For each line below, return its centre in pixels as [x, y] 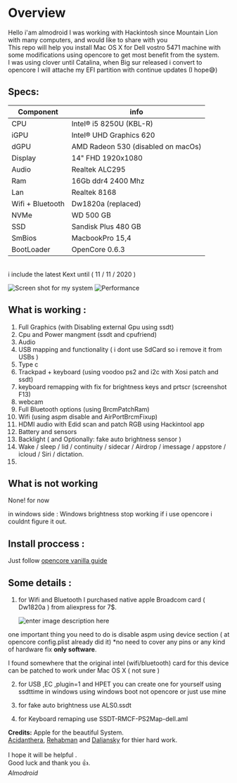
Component [38, 112]
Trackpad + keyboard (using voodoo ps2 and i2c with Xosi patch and [118, 371]
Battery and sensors [47, 431]
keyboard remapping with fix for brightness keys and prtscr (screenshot [122, 387]
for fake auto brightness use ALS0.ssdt [75, 705]
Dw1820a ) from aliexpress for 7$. [67, 607]
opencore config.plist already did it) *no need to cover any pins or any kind [117, 642]
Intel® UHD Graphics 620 [113, 135]
